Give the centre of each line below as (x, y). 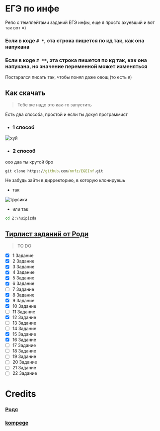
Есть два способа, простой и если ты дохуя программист (67, 114)
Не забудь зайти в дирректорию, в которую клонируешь (65, 180)
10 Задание (24, 306)
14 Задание (24, 328)
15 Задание (24, 334)
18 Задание (24, 351)
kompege (17, 423)
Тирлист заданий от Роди (47, 234)
